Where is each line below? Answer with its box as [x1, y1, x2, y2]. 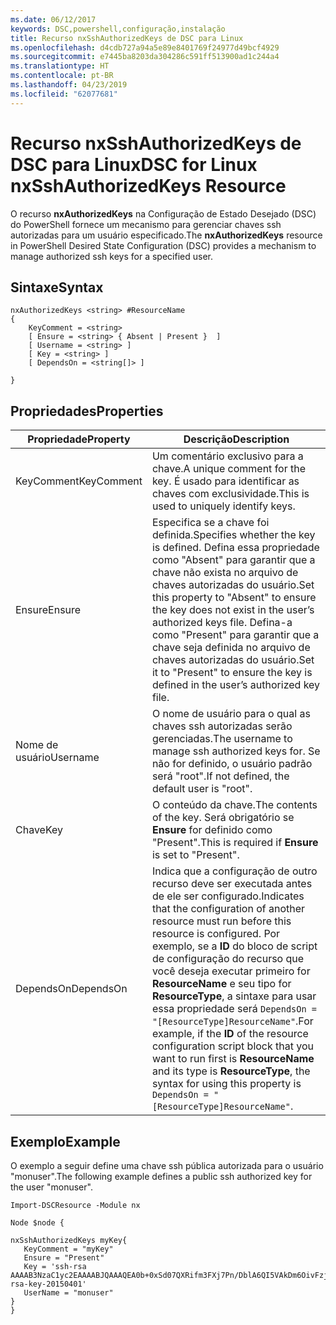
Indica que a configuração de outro [151, 864, 318, 878]
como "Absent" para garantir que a [151, 553, 316, 567]
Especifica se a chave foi [151, 516, 270, 530]
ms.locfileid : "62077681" [10, 89, 118, 99]
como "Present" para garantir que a [151, 628, 320, 642]
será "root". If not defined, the [151, 769, 290, 783]
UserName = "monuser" [23, 1288, 114, 1298]
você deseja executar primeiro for [151, 964, 311, 978]
